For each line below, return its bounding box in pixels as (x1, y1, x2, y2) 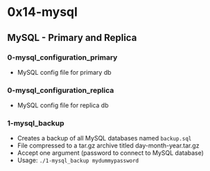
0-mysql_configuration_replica (7, 85, 114, 95)
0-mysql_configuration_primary (7, 53, 118, 62)
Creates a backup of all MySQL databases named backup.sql (17, 134, 192, 143)
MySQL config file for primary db (17, 68, 112, 76)
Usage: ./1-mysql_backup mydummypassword (17, 156, 139, 165)
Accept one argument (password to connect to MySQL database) (17, 149, 204, 157)
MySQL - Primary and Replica (7, 32, 137, 44)
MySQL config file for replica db (17, 101, 109, 109)
